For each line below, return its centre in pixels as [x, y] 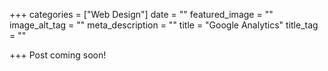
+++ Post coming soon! [58, 55]
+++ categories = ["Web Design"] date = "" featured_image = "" [141, 14]
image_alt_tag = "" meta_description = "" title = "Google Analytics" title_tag [164, 25]
